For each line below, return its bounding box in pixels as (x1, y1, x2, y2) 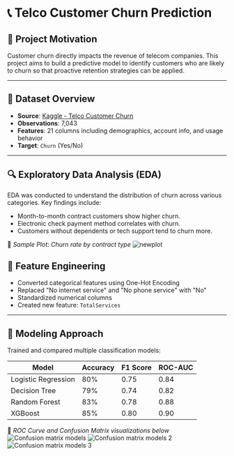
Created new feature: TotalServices (17, 301, 120, 310)
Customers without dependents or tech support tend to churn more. (17, 227, 212, 235)
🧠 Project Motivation (7, 33, 97, 45)
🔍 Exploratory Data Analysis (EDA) (7, 169, 162, 181)
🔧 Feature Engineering (7, 260, 106, 273)
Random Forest (10, 397, 61, 407)
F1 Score (121, 363, 152, 372)
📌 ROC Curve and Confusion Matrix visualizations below (7, 427, 170, 435)
